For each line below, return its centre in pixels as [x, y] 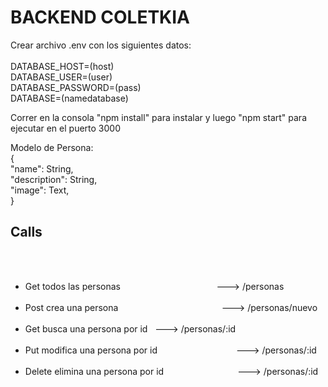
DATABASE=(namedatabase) [69, 98]
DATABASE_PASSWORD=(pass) [76, 87]
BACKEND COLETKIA [100, 17]
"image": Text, [40, 190]
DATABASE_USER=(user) [61, 77]
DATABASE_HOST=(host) [62, 66]
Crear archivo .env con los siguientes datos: [101, 45]
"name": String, [42, 168]
